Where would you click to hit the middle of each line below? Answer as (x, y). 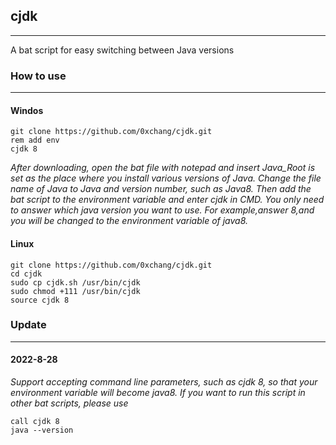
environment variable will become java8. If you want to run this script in (158, 393)
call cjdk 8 (35, 422)
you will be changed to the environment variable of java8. (129, 221)
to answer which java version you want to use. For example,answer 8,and (162, 210)
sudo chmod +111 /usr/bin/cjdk (75, 291)
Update (28, 325)
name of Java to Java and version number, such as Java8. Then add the (161, 189)
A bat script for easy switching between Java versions (122, 50)
